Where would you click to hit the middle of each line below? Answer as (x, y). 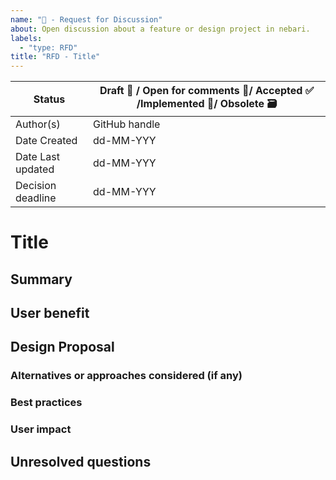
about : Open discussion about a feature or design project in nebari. (160, 29)
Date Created (46, 141)
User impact (41, 429)
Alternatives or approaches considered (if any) (126, 376)
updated (35, 169)
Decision (36, 186)
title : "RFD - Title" (55, 57)
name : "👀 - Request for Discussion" (86, 19)
